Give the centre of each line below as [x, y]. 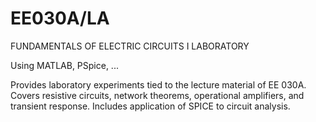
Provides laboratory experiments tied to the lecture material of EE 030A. [158, 84]
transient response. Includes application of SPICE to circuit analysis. [150, 106]
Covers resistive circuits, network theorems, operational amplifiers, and [157, 95]
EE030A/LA [60, 18]
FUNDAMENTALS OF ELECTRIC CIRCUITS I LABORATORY [130, 46]
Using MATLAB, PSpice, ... [64, 65]
